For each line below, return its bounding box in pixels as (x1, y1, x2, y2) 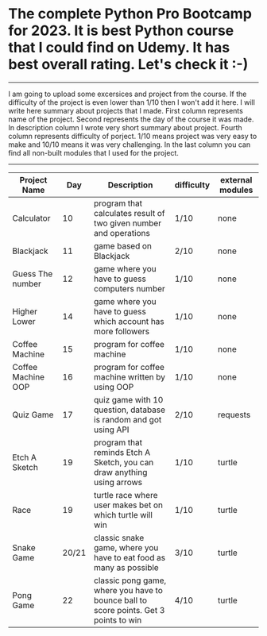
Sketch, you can (94, 457, 154, 468)
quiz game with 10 (94, 394, 164, 405)
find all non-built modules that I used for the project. (8, 148, 179, 157)
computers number (94, 283, 165, 294)
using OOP (94, 381, 134, 392)
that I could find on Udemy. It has (8, 39, 230, 56)
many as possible (94, 561, 159, 572)
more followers (94, 326, 149, 337)
